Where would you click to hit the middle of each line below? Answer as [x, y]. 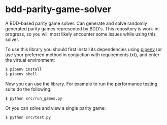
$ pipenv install [24, 69]
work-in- [152, 28]
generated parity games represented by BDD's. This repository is [73, 28]
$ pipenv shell [21, 74]
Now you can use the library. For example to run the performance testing [81, 84]
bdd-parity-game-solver [58, 9]
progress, [15, 34]
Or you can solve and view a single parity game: [56, 108]
